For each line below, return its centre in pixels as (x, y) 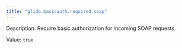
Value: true (20, 39)
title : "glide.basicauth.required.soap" (57, 11)
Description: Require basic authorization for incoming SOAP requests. (91, 28)
